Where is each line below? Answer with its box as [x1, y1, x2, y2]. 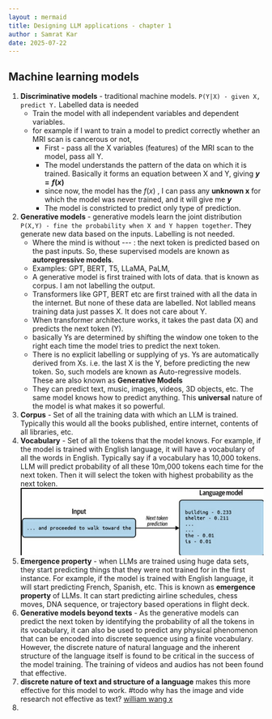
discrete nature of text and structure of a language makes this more [19, 677, 251, 687]
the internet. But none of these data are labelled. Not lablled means [32, 298, 257, 308]
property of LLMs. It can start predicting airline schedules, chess [19, 591, 238, 601]
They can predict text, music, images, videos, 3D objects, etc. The [32, 384, 253, 394]
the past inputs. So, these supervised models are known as [32, 246, 230, 256]
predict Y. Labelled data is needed [19, 100, 139, 109]
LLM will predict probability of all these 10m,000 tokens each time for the [19, 462, 264, 472]
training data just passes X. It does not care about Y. [32, 306, 207, 316]
